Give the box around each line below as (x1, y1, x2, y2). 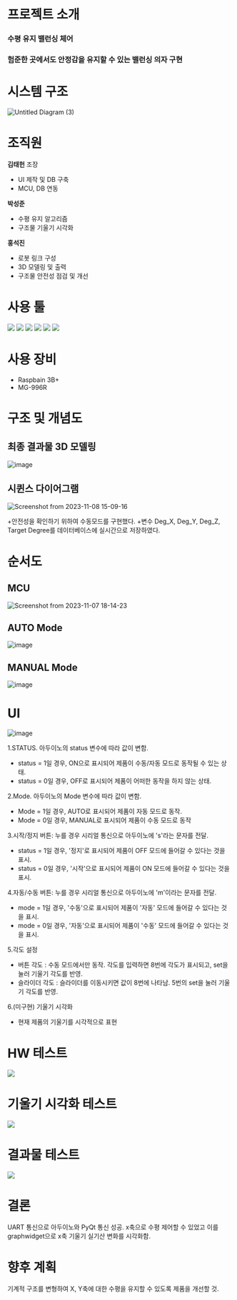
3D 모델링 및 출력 (17, 262, 66, 271)
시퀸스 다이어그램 (7, 483, 79, 495)
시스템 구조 (7, 84, 69, 100)
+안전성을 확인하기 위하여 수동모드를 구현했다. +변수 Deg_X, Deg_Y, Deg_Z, (7, 517, 221, 525)
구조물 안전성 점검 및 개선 (17, 271, 89, 280)
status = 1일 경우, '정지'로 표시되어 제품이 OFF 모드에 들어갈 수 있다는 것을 (17, 847, 226, 855)
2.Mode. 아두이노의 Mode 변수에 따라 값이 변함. (7, 792, 142, 800)
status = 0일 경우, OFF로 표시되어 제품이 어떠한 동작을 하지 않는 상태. (17, 777, 212, 785)
